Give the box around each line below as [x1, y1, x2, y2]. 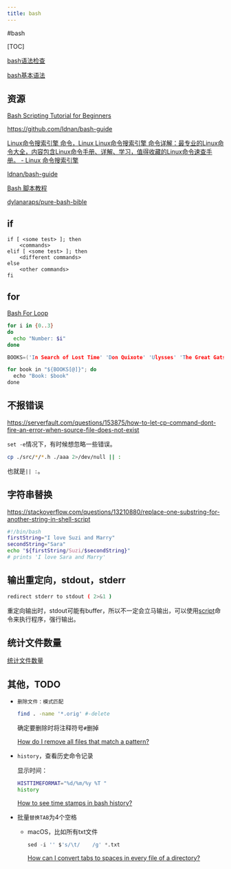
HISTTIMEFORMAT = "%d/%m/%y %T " [16, 780, 107, 787]
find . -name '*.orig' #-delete [16, 710, 110, 718]
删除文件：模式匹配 [16, 699, 64, 706]
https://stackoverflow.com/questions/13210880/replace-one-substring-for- [7, 508, 220, 516]
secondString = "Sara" [7, 541, 67, 548]
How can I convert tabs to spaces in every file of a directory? [27, 853, 201, 862]
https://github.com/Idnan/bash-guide [7, 125, 113, 133]
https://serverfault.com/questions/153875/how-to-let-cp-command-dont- [7, 418, 217, 427]
